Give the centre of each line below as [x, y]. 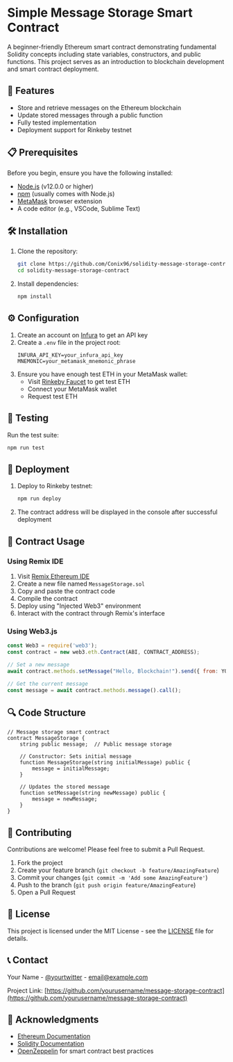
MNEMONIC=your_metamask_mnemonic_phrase [76, 361]
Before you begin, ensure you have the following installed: [90, 172]
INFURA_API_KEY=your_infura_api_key [70, 355]
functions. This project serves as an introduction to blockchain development [116, 61]
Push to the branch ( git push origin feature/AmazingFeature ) [106, 885]
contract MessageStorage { [46, 739]
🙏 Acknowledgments [53, 1020]
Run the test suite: [33, 435]
